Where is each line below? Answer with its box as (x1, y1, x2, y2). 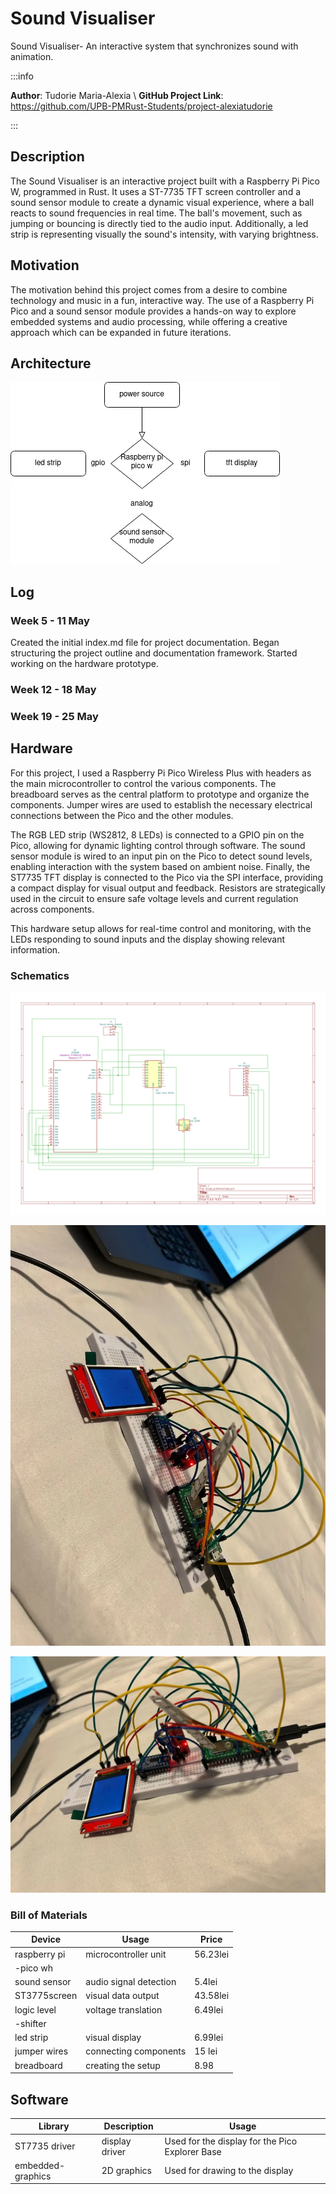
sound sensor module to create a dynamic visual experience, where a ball (10, 196, 315, 208)
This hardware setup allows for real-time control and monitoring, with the (10, 922, 312, 934)
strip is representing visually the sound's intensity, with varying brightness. (10, 228, 319, 240)
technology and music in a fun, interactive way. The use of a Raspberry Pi (10, 294, 315, 306)
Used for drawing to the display (164, 2165, 294, 2177)
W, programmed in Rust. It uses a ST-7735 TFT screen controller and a (10, 185, 301, 197)
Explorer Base (164, 2145, 222, 2157)
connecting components (85, 2045, 187, 2057)
